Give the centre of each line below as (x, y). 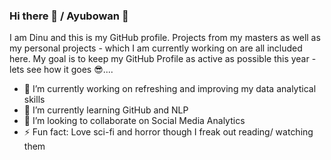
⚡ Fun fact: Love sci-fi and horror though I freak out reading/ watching (168, 132)
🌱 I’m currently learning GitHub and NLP (106, 110)
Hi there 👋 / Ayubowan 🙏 (69, 16)
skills (34, 100)
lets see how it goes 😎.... (61, 70)
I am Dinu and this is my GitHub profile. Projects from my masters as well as (165, 38)
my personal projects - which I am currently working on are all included (156, 48)
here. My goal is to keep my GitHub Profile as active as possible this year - (163, 59)
